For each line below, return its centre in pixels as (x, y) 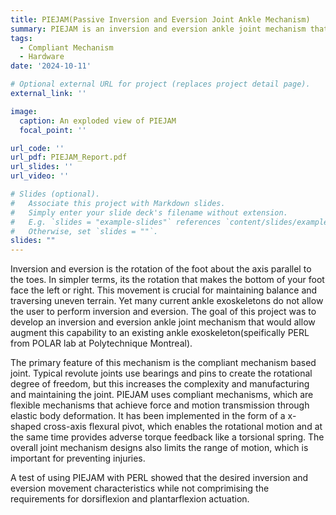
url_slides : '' (42, 167)
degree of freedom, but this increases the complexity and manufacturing (160, 384)
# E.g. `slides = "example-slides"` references (116, 222)
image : (24, 111)
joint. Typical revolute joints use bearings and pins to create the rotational (161, 373)
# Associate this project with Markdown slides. (118, 203)
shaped (26, 427)
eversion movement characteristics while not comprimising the (140, 488)
